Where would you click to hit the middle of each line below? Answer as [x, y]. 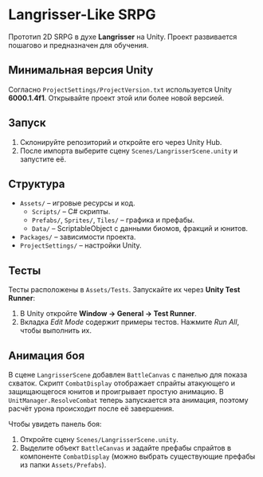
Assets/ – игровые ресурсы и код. [77, 203]
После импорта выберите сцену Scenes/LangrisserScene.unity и [129, 151]
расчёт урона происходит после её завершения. [91, 409]
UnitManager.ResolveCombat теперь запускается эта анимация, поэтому [128, 400]
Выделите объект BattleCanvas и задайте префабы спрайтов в [126, 448]
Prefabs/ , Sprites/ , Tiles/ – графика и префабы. [113, 220]
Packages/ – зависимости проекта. [78, 237]
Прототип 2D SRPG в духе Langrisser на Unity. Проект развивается [123, 37]
